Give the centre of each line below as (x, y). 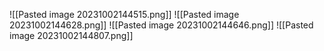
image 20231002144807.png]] (71, 35)
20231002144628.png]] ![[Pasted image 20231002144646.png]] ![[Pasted (161, 25)
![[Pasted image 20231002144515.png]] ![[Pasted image (124, 14)
